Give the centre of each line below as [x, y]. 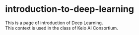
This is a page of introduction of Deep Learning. [54, 23]
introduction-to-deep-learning [69, 9]
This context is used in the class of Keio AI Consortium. [62, 28]
